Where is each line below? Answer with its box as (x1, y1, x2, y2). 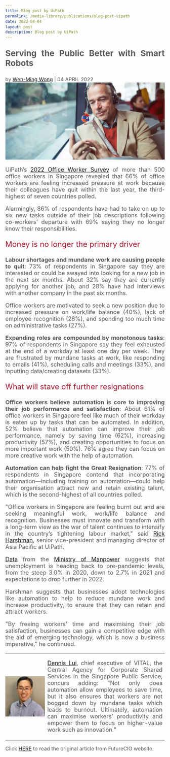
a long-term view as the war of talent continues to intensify (5, 523, 165, 531)
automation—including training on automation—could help (5, 478, 165, 485)
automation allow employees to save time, (47, 686, 163, 694)
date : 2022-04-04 (5, 19, 42, 24)
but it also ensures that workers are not (47, 693, 163, 700)
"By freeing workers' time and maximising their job (5, 620, 165, 628)
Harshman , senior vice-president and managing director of (5, 537, 165, 544)
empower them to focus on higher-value (47, 719, 163, 727)
